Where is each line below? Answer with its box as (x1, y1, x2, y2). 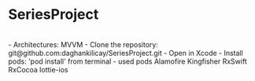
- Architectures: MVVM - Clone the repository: (8, 39, 159, 49)
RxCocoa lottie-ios (8, 64, 68, 74)
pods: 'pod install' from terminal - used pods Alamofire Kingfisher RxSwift (8, 57, 248, 66)
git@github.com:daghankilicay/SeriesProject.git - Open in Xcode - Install (8, 48, 244, 57)
